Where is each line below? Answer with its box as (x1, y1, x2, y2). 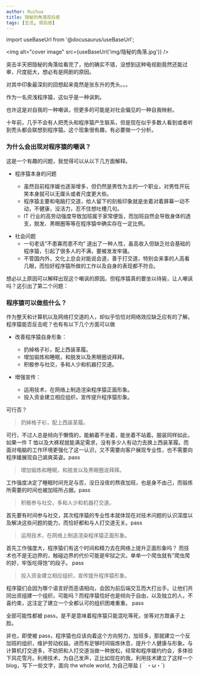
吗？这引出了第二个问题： (6, 282, 69, 289)
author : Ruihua (6, 8, 44, 15)
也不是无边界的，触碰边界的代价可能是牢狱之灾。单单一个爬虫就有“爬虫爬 (11, 551, 191, 559)
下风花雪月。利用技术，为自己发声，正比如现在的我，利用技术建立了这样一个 (6, 654, 193, 661)
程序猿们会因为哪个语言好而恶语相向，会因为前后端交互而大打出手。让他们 (6, 584, 188, 592)
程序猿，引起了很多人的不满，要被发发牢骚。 (23, 247, 133, 255)
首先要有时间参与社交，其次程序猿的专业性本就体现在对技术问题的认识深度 (6, 511, 188, 519)
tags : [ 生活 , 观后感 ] (6, 20, 55, 26)
